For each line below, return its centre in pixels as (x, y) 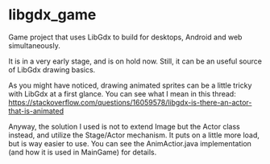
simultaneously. (34, 45)
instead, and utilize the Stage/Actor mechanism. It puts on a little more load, (134, 135)
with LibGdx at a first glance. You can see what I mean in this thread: (122, 93)
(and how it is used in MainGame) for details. (83, 152)
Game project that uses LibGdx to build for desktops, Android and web (125, 37)
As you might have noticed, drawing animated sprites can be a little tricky (130, 85)
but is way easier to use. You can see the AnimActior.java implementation (130, 143)
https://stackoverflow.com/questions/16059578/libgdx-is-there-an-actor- (130, 102)
